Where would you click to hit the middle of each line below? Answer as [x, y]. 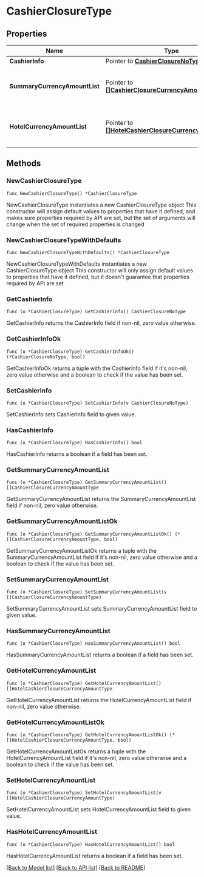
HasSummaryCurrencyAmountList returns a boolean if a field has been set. [100, 655]
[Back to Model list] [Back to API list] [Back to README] [76, 867]
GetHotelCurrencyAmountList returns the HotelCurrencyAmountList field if [99, 700]
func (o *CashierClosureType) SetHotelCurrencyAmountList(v [84, 793]
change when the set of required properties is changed [75, 224]
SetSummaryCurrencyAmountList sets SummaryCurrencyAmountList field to [102, 609]
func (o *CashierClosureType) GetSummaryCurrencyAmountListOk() [89, 534]
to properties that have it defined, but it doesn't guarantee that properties [98, 277]
